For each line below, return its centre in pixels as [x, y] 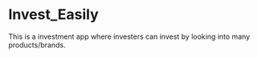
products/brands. [37, 44]
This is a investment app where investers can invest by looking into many [129, 36]
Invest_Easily [53, 15]
